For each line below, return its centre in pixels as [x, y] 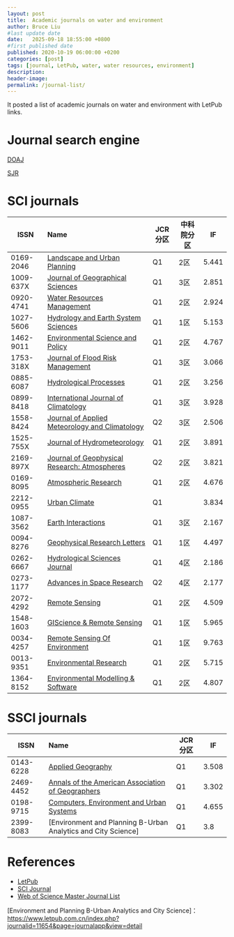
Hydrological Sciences [84, 558]
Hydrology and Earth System [94, 318]
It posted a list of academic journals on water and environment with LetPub [115, 104]
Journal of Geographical [87, 278]
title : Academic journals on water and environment [85, 20]
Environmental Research [87, 663]
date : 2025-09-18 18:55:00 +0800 [59, 40]
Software [62, 687]
